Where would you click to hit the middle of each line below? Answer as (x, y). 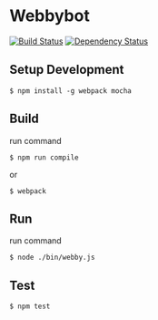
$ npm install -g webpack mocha (70, 91)
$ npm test (30, 306)
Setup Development (67, 70)
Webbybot (50, 16)
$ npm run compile (44, 157)
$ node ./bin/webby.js (52, 258)
